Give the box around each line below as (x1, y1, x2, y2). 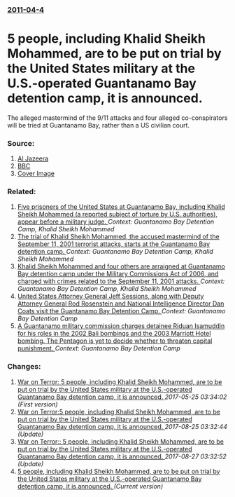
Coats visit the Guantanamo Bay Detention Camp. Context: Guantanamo (17, 307, 226, 315)
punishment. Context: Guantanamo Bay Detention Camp (17, 344, 180, 353)
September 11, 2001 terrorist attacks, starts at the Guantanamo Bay (17, 240, 211, 248)
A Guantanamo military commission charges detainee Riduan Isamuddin (17, 322, 225, 330)
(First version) (17, 400, 58, 408)
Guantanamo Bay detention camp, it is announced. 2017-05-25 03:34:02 (17, 393, 227, 401)
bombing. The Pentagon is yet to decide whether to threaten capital (17, 336, 213, 345)
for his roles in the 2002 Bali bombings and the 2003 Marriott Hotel (17, 329, 211, 338)
